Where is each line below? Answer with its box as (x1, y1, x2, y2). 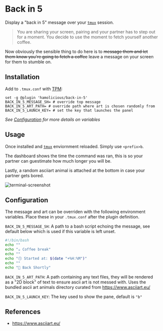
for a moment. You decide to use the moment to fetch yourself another (16, 34, 158, 40)
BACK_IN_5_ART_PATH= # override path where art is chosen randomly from (5, 103, 155, 109)
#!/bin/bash (5, 238, 29, 243)
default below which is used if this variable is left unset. (5, 229, 116, 234)
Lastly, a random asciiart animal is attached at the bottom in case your (5, 167, 145, 173)
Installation (5, 73, 40, 81)
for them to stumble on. (5, 59, 52, 65)
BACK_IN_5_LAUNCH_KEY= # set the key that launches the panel (5, 108, 133, 113)
